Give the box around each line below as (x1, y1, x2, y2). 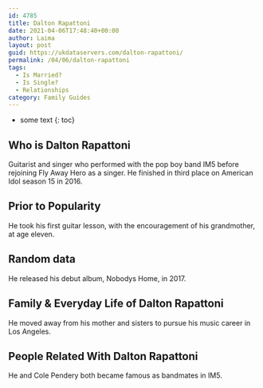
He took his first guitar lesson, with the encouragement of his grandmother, (8, 220, 256, 230)
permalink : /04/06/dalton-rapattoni (8, 57, 130, 65)
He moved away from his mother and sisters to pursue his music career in (8, 318, 251, 327)
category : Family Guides (8, 93, 91, 101)
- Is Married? (15, 71, 62, 79)
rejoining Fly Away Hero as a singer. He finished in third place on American (8, 168, 253, 178)
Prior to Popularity (8, 200, 101, 213)
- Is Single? (15, 78, 59, 86)
